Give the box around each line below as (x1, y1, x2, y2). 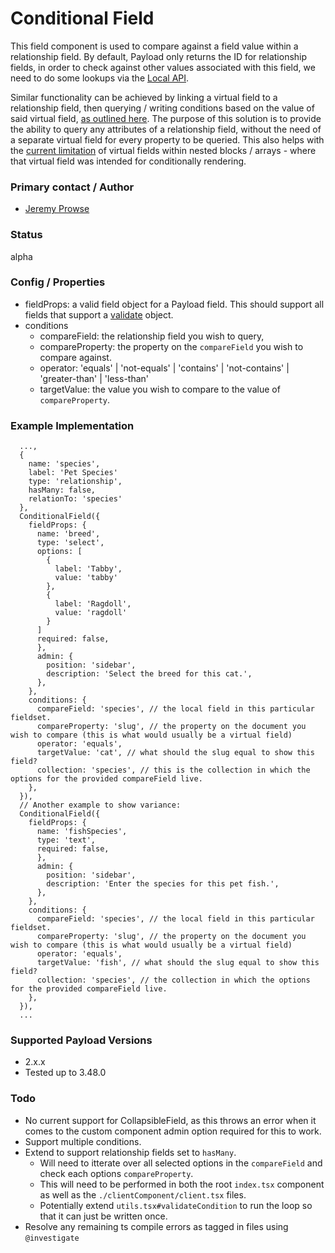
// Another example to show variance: (19, 800, 182, 811)
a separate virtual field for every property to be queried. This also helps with (10, 133, 325, 146)
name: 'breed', (36, 529, 101, 539)
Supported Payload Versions (10, 1033, 153, 1047)
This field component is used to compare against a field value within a (10, 40, 299, 52)
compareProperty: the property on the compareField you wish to (39, 340, 304, 352)
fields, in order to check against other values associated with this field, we (10, 61, 316, 73)
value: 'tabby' (54, 573, 118, 583)
